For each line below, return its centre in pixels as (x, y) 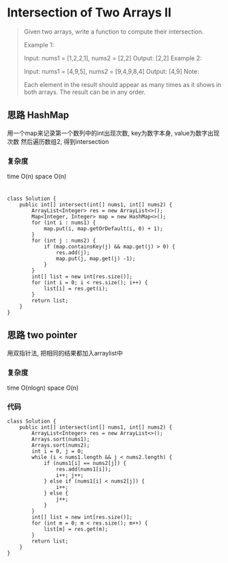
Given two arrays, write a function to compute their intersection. (114, 32)
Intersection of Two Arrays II (89, 13)
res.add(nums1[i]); (83, 470)
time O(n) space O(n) (37, 177)
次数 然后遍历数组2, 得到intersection (58, 141)
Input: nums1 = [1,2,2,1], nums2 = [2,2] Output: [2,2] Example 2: (113, 58)
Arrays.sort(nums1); (61, 440)
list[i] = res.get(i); (76, 288)
